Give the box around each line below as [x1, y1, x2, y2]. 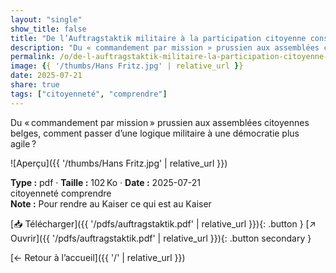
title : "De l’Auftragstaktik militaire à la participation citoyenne [10, 33, 307, 43]
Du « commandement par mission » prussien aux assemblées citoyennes [10, 116, 310, 128]
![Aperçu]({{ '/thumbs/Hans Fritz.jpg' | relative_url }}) [10, 157, 228, 169]
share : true [10, 80, 60, 90]
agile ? [10, 137, 37, 150]
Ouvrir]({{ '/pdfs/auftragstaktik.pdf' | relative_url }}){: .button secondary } [10, 232, 312, 244]
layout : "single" [10, 14, 83, 25]
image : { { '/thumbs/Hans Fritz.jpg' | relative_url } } [10, 61, 244, 71]
